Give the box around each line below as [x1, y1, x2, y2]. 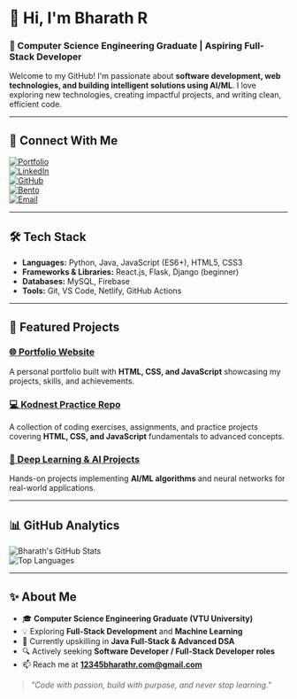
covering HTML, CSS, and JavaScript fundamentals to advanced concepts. [9, 431, 285, 442]
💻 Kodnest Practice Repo [9, 398, 121, 410]
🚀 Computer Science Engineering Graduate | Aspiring [9, 40, 243, 52]
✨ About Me [9, 589, 77, 604]
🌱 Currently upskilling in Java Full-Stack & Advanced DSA [21, 636, 235, 647]
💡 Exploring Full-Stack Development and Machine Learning [21, 626, 243, 637]
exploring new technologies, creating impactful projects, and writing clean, [9, 89, 281, 100]
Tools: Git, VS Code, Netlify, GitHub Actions [21, 285, 182, 296]
